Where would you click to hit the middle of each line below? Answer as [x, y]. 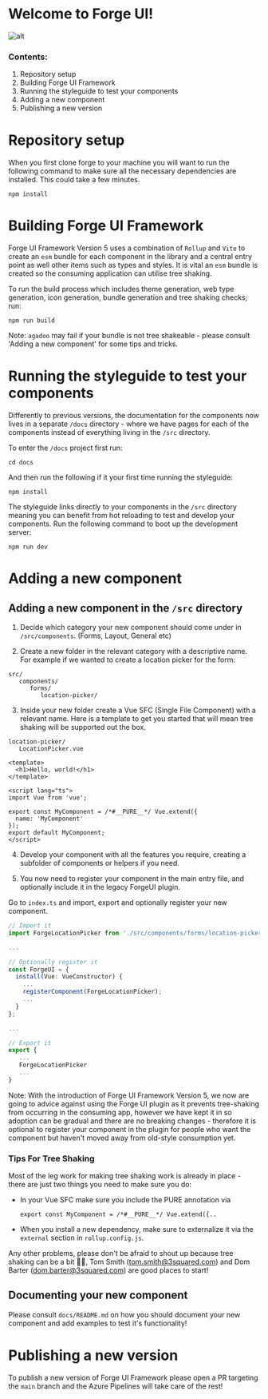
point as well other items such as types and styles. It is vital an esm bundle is [133, 265]
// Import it [30, 926]
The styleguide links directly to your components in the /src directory [122, 507]
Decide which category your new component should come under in [130, 628]
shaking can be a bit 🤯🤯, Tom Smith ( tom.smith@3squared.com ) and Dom [129, 1262]
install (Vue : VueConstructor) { [69, 977]
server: [20, 532]
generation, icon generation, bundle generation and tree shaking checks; [128, 297]
